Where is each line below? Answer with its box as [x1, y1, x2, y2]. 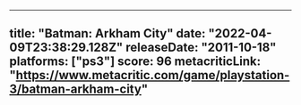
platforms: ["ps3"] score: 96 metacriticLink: [9, 54, 262, 69]
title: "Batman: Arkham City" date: [9, 26, 206, 41]
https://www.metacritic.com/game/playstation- [15, 68, 290, 83]
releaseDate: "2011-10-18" [125, 40, 277, 55]
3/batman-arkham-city [9, 82, 142, 97]
